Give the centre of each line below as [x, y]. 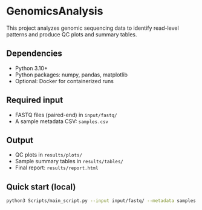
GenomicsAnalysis [55, 11]
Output [20, 140]
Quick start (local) [41, 187]
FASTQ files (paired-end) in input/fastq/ [66, 115]
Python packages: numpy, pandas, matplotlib [71, 75]
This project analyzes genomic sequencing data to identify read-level [93, 28]
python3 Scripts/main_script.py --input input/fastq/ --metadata [90, 201]
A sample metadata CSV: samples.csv [62, 121]
